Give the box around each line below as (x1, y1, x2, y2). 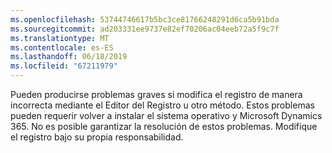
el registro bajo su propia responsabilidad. (10, 131, 184, 143)
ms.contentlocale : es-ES (10, 42, 114, 53)
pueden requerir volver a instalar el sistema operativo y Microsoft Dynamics (10, 110, 323, 121)
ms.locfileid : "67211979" (10, 61, 118, 71)
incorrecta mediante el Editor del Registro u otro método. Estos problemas (10, 99, 315, 111)
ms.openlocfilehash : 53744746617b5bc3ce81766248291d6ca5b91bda (10, 14, 280, 25)
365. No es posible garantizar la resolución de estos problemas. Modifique (10, 121, 318, 132)
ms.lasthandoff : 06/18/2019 (10, 52, 128, 62)
